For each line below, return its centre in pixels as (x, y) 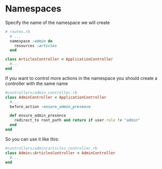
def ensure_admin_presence (38, 115)
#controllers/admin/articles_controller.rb (51, 148)
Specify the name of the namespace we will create (58, 22)
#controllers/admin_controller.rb (41, 92)
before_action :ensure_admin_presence (50, 106)
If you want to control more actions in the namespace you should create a (81, 78)
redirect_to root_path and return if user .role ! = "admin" (77, 120)
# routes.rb (18, 31)
